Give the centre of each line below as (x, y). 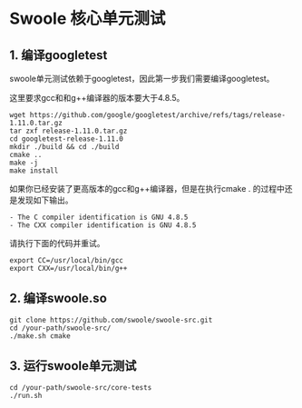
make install (34, 171)
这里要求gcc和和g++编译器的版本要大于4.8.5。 (97, 98)
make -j (24, 163)
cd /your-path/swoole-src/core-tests (81, 387)
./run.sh (26, 395)
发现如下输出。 (45, 200)
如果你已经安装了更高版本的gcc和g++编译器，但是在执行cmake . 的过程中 (147, 189)
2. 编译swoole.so (58, 299)
